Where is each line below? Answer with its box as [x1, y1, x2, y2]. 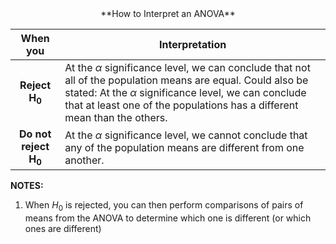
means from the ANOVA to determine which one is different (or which [24, 212, 312, 224]
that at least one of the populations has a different [64, 98, 299, 112]
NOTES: [10, 180, 44, 192]
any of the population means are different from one [64, 140, 305, 154]
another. [64, 153, 105, 167]
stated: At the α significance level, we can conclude [64, 86, 307, 99]
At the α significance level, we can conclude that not [64, 61, 311, 74]
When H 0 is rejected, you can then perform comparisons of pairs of [24, 199, 304, 213]
